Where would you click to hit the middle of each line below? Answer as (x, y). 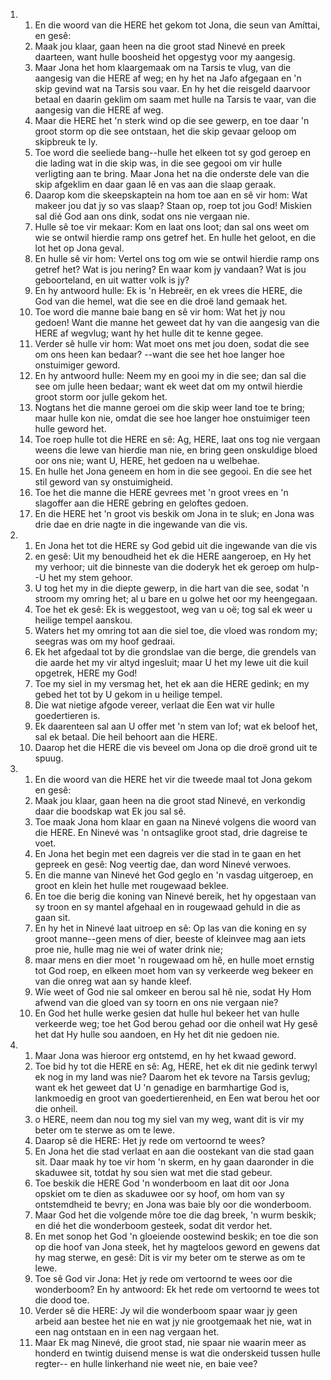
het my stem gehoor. (90, 577)
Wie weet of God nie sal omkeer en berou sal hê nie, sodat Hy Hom (173, 992)
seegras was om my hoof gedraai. (105, 641)
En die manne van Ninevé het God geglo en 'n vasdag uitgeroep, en (174, 875)
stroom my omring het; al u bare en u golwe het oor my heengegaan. (176, 598)
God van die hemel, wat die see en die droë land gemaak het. (161, 301)
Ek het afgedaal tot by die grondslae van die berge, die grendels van (175, 652)
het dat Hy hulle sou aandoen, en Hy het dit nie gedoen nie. (157, 1034)
